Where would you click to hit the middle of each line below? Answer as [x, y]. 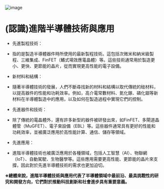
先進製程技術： [27, 43]
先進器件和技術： [29, 109]
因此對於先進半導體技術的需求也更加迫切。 [64, 165]
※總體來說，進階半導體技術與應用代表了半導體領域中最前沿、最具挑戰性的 [80, 175]
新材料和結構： [27, 76]
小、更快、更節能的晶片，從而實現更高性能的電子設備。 [68, 66]
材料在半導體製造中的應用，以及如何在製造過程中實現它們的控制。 [79, 99]
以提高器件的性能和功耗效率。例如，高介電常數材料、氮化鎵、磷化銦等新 [85, 93]
